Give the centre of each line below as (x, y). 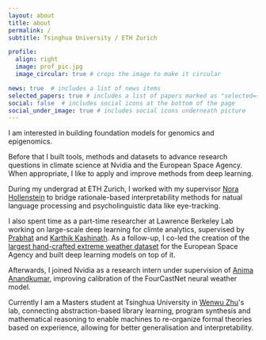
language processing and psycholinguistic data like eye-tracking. (114, 206)
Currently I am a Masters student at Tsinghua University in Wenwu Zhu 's (126, 303)
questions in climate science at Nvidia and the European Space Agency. (125, 165)
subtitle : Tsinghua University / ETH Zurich (83, 38)
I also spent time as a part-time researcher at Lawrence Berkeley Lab (121, 221)
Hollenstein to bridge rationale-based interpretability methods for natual (125, 197)
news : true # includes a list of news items (84, 88)
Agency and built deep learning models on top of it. (92, 255)
